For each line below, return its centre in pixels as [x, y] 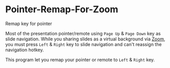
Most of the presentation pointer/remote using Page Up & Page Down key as [83, 33]
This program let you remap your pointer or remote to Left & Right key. [80, 59]
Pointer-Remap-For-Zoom [62, 9]
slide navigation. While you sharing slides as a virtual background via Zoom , [85, 39]
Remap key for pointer [29, 24]
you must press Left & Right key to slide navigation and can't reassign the [84, 44]
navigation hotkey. [25, 50]
